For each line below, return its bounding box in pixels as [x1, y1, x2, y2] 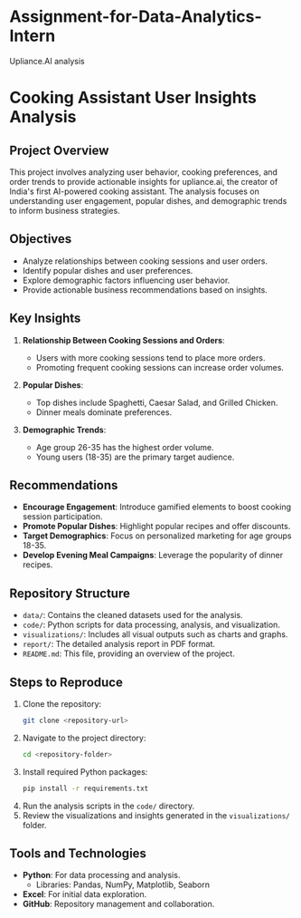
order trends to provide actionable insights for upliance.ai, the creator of [9, 176, 278, 187]
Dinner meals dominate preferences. [35, 406, 173, 418]
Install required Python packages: [22, 766, 148, 777]
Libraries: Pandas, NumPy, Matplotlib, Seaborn [35, 879, 211, 890]
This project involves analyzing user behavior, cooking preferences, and [9, 166, 278, 178]
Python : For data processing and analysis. [22, 870, 181, 881]
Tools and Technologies [9, 846, 147, 862]
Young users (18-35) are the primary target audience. [35, 451, 235, 462]
